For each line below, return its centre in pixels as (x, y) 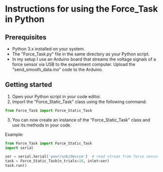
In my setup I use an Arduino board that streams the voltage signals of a (84, 59)
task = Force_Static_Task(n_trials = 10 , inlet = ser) (57, 161)
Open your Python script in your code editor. (57, 96)
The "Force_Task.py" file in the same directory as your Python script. (81, 54)
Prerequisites (26, 37)
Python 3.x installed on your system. (48, 49)
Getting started (29, 85)
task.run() (16, 166)
